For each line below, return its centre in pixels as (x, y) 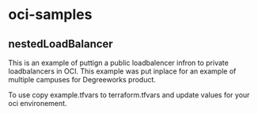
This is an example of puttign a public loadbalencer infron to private (119, 63)
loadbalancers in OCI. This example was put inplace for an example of (122, 71)
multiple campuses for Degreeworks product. (82, 80)
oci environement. (38, 103)
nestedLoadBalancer (61, 44)
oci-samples (50, 15)
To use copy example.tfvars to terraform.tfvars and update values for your (129, 95)
